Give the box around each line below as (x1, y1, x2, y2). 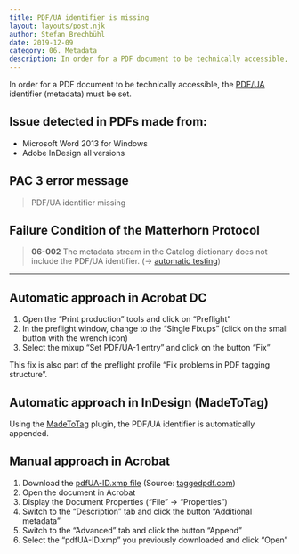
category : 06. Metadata (9, 46, 98, 55)
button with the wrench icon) (21, 333, 129, 343)
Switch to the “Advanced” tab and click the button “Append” (21, 525, 243, 535)
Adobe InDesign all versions (21, 147, 125, 158)
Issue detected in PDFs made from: (9, 114, 207, 129)
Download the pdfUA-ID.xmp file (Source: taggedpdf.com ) (21, 477, 236, 488)
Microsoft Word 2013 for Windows (21, 137, 149, 148)
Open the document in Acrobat (21, 487, 136, 498)
